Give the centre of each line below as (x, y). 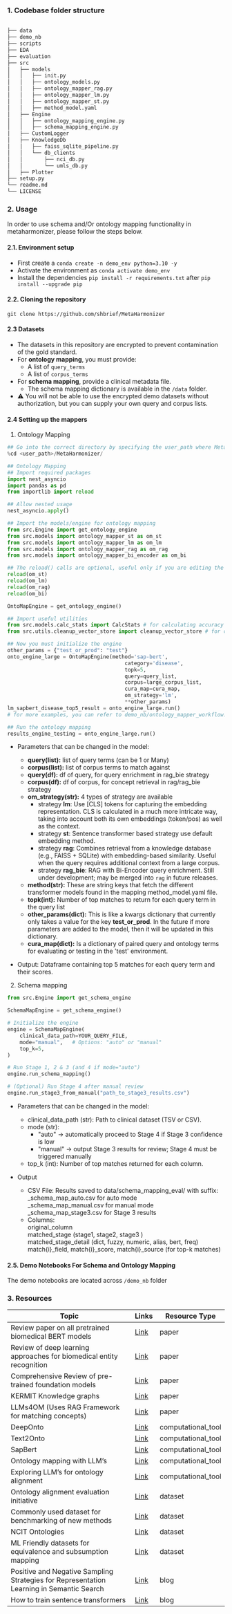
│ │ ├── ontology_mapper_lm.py (58, 95)
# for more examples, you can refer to (65, 714)
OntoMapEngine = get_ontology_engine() (65, 606)
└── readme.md (28, 185)
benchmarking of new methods (61, 1521)
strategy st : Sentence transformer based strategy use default (125, 834)
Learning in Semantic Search (57, 1589)
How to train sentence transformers (68, 1600)
